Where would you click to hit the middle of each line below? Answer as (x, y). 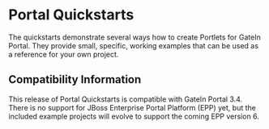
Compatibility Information (75, 79)
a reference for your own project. (64, 54)
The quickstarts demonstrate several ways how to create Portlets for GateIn (134, 37)
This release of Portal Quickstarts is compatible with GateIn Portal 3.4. (126, 99)
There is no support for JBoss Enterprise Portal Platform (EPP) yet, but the (132, 107)
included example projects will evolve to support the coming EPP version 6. (134, 116)
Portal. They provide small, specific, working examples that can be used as (134, 45)
